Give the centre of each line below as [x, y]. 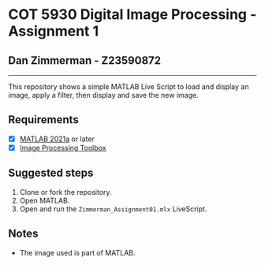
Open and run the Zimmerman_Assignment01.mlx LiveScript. [113, 209]
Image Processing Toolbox [63, 147]
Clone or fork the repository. [65, 192]
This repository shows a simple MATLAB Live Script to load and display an [129, 87]
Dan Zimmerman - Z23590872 [85, 60]
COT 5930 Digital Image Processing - [132, 15]
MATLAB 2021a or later [57, 139]
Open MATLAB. [45, 200]
